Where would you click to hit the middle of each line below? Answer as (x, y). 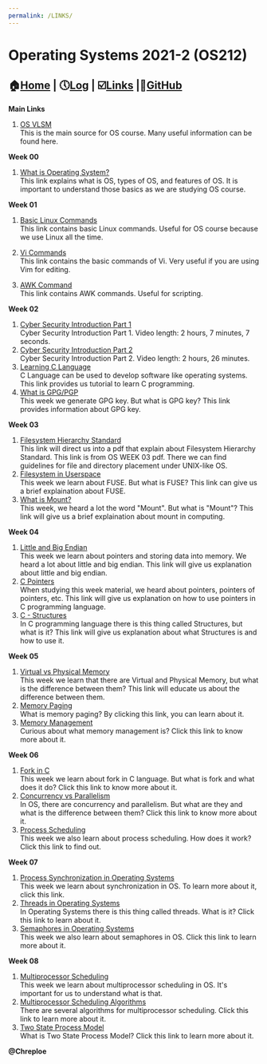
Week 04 (24, 532)
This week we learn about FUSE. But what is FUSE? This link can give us (138, 482)
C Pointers (37, 581)
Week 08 (24, 961)
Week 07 (23, 862)
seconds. (35, 341)
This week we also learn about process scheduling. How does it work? (135, 838)
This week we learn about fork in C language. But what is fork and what (137, 778)
